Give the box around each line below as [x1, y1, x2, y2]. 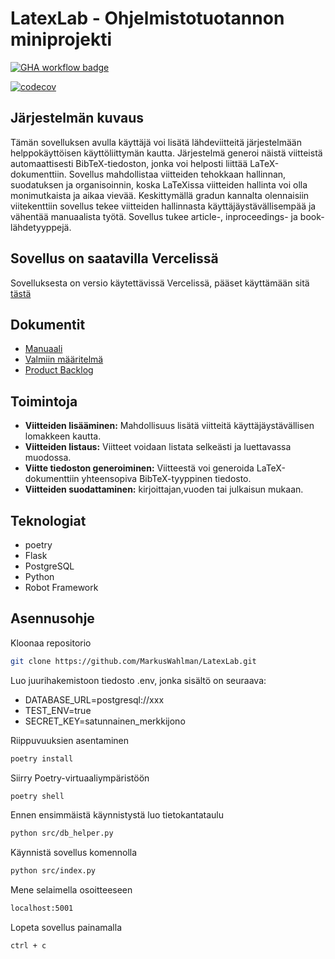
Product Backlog [24, 364, 94, 376]
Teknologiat [10, 512, 87, 529]
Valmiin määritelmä [24, 353, 104, 366]
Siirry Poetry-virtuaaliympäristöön [10, 772, 150, 784]
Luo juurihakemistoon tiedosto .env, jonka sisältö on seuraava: [10, 674, 267, 686]
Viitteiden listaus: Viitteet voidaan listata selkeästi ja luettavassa [24, 441, 292, 453]
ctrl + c [10, 941, 47, 951]
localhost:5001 [10, 903, 74, 914]
